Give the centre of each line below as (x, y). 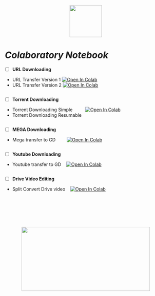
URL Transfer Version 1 (36, 80)
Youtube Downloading (36, 154)
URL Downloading (32, 69)
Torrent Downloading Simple (42, 110)
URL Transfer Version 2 (37, 85)
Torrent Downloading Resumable (47, 115)
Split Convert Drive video (39, 189)
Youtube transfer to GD (37, 164)
